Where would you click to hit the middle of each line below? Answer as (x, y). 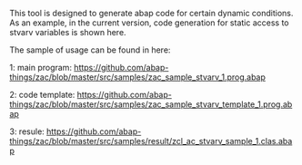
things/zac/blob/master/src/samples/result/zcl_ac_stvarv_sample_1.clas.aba (151, 141)
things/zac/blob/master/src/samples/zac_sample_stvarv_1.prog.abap (138, 77)
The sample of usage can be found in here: (90, 50)
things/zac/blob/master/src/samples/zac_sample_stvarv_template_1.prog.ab (151, 104)
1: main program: (41, 68)
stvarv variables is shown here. (68, 32)
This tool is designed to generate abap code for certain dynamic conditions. (151, 13)
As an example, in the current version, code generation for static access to (149, 23)
